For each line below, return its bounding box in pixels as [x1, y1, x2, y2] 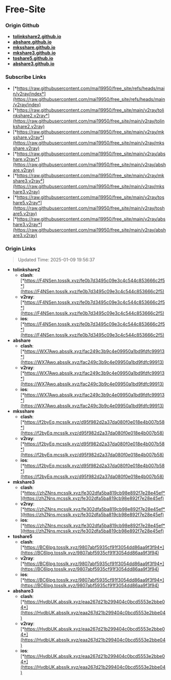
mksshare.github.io [12, 45, 56, 51]
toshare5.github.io [12, 55, 54, 61]
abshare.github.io [12, 39, 52, 45]
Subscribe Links [5, 73, 46, 80]
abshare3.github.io [12, 60, 55, 67]
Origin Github [5, 22, 40, 29]
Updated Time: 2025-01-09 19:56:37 [17, 257, 95, 263]
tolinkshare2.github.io [12, 33, 61, 39]
